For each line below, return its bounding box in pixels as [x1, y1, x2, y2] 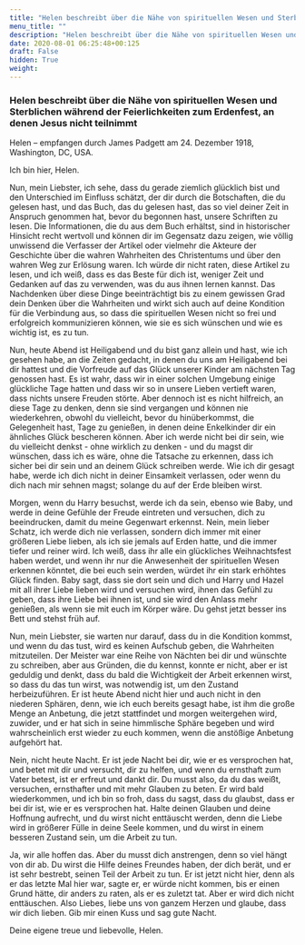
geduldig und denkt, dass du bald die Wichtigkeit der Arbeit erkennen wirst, [9, 670, 292, 681]
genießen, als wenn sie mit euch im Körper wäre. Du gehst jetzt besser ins [9, 603, 288, 614]
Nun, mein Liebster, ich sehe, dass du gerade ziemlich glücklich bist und [9, 183, 280, 194]
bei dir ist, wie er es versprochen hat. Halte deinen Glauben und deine [9, 803, 271, 814]
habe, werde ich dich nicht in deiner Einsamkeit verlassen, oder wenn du [9, 470, 281, 482]
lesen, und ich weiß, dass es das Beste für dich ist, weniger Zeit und [9, 269, 265, 280]
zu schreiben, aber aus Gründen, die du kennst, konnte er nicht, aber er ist [9, 660, 288, 671]
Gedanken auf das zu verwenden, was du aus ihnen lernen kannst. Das [9, 279, 276, 290]
